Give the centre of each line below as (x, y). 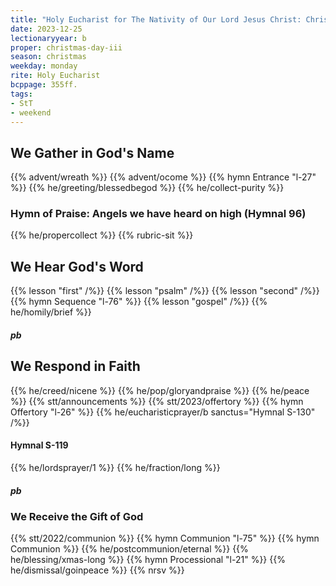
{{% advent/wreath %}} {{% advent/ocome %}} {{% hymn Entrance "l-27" (163, 177)
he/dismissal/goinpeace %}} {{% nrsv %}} (97, 570)
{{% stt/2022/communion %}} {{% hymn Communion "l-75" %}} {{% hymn (165, 538)
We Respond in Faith (75, 366)
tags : (21, 94)
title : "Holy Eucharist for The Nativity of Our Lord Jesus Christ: (156, 19)
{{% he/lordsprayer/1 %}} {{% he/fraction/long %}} (115, 467)
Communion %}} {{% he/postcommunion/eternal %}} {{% (129, 549)
